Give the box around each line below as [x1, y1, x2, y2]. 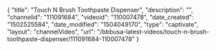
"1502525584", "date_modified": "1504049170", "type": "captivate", [7, 21, 199, 28]
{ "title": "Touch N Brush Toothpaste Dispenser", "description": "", [7, 6, 193, 14]
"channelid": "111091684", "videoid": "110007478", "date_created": [7, 13, 194, 21]
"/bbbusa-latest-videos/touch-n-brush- [96, 27, 210, 36]
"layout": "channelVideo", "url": [7, 27, 96, 36]
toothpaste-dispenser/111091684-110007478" [7, 35, 136, 43]
